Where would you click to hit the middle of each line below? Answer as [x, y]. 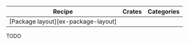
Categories [164, 11]
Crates [132, 11]
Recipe [63, 11]
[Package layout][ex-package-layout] [63, 21]
